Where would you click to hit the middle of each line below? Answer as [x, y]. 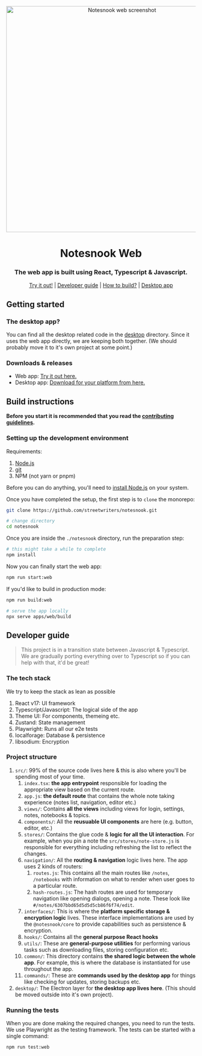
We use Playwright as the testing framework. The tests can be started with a [101, 1030]
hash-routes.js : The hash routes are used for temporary [103, 892]
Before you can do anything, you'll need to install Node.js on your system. [98, 487]
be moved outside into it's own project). [64, 994]
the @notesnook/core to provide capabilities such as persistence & [105, 924]
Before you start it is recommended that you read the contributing [90, 416]
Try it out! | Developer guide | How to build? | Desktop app [101, 285]
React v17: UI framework [45, 703]
